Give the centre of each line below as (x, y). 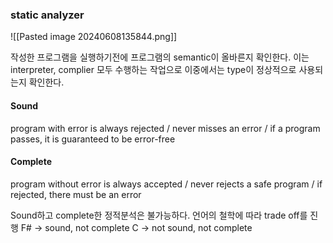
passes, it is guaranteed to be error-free (93, 139)
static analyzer (47, 15)
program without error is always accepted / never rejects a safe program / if (166, 184)
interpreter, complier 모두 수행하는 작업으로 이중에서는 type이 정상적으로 (153, 70)
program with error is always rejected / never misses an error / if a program (165, 128)
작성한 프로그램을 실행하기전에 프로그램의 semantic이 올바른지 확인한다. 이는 (160, 57)
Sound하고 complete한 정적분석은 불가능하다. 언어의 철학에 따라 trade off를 (159, 215)
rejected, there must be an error (76, 194)
